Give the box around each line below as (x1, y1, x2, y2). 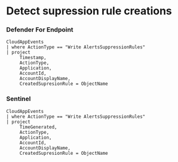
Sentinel (6, 94, 31, 103)
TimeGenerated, (19, 124, 58, 130)
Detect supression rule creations (6, 4, 172, 18)
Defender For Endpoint (6, 26, 73, 34)
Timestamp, (19, 55, 47, 61)
